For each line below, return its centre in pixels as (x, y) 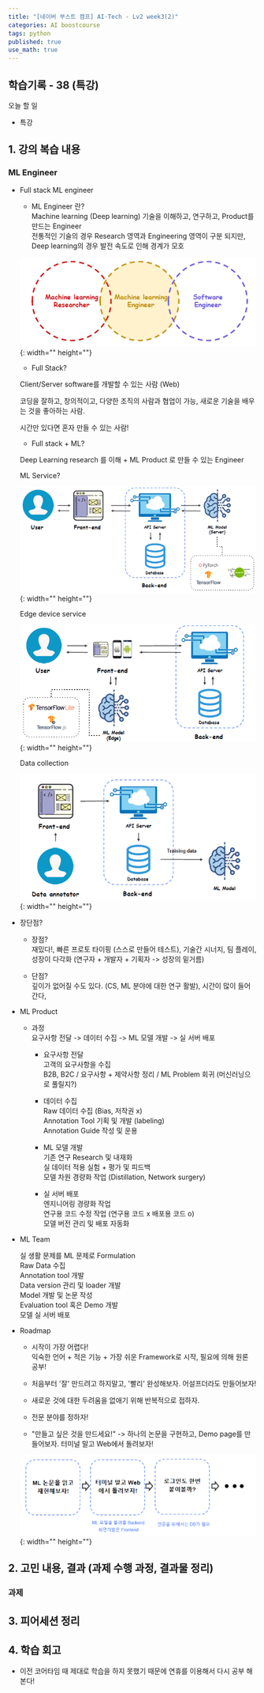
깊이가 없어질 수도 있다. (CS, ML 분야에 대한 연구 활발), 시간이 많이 (134, 986)
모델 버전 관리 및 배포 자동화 (86, 1224)
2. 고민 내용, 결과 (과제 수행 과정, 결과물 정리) (111, 1569)
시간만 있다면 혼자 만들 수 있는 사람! (74, 428)
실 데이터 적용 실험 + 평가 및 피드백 (97, 1167)
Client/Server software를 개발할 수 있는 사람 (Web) (99, 384)
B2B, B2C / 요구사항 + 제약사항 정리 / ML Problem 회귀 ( (131, 1074)
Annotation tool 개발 (52, 1276)
